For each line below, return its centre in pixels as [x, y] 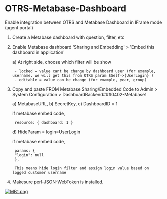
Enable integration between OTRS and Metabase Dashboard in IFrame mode [83, 22]
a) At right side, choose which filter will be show [62, 62]
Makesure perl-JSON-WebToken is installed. [58, 182]
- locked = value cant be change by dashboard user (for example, [85, 71]
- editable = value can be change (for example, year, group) [81, 80]
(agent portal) [19, 27]
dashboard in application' [38, 52]
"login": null [29, 155]
